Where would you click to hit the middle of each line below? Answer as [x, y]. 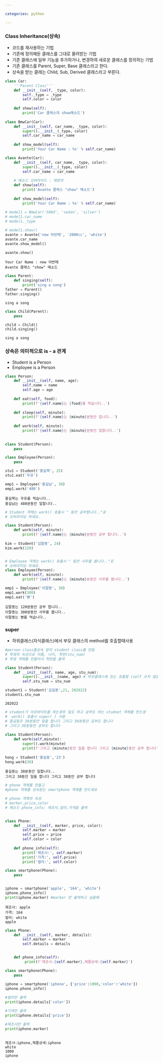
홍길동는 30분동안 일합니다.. [30, 772]
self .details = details [46, 944]
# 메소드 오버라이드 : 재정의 [39, 181]
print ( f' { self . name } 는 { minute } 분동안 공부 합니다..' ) [74, 535]
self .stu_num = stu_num [46, 681]
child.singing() [21, 329]
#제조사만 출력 [17, 1024]
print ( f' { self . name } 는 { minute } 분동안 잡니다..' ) [70, 417]
